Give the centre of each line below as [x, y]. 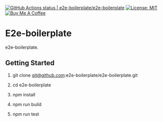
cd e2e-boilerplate [32, 85]
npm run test [26, 114]
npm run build [27, 104]
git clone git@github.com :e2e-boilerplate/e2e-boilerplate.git [75, 75]
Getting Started [30, 63]
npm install [24, 94]
